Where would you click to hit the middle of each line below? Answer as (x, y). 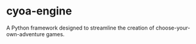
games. (55, 34)
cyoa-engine (39, 11)
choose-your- (173, 28)
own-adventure (25, 34)
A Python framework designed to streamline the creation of (80, 28)
